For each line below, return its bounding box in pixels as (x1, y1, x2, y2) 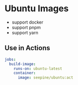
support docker (11, 19, 43, 25)
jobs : (4, 57, 16, 62)
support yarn (11, 29, 39, 35)
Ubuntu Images (4, 3, 69, 14)
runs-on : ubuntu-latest (13, 66, 63, 71)
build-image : (9, 61, 36, 66)
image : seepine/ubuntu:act (17, 75, 74, 80)
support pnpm (11, 24, 41, 30)
